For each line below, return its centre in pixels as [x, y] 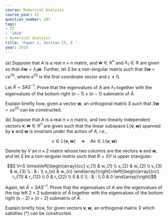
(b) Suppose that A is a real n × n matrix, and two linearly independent [78, 120]
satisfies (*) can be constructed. [39, 213]
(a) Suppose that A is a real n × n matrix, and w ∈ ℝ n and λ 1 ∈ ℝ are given [82, 63]
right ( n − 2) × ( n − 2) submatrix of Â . [43, 198]
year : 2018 [17, 47]
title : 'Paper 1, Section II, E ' [41, 43]
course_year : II [22, 15]
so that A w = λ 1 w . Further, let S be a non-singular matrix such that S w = [80, 70]
